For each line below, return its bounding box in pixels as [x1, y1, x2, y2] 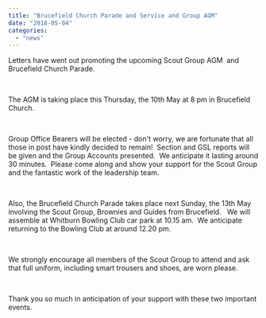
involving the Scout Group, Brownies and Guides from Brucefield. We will [8, 207, 251, 217]
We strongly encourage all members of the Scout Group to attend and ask [8, 255, 250, 265]
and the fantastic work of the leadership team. [8, 168, 160, 177]
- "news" [15, 33, 44, 42]
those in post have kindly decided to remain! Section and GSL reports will [8, 142, 250, 152]
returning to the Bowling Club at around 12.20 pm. [8, 224, 172, 234]
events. [8, 303, 33, 312]
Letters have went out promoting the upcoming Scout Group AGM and [8, 56, 240, 65]
